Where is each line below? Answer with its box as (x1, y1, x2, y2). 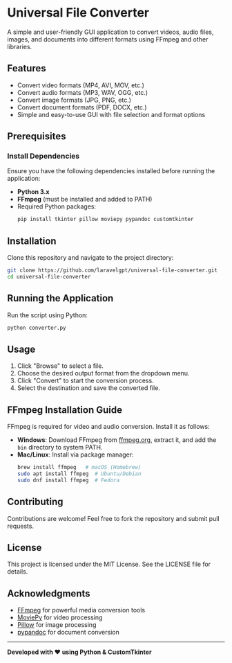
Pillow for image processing (17, 621, 97, 629)
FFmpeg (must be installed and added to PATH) (17, 195, 153, 204)
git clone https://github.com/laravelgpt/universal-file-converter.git (7, 267, 217, 274)
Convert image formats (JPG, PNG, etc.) (17, 96, 132, 104)
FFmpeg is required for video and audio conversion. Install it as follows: (7, 423, 210, 431)
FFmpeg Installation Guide (7, 404, 123, 416)
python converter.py (7, 324, 67, 331)
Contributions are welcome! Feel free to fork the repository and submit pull (7, 514, 220, 522)
